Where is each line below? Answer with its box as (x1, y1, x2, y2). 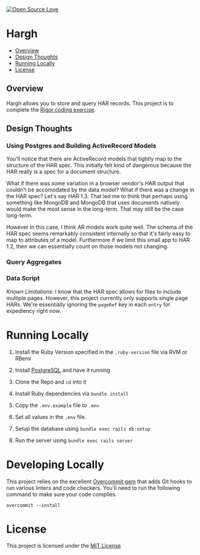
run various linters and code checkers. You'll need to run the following (6, 484, 181, 492)
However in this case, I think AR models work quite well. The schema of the (6, 223, 193, 231)
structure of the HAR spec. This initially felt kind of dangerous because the (6, 162, 192, 169)
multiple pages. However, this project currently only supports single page (6, 294, 189, 301)
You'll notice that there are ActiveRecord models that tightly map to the (6, 155, 182, 162)
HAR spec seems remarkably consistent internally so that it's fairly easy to (6, 230, 191, 237)
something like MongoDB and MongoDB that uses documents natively (6, 199, 180, 207)
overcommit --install (6, 502, 61, 508)
